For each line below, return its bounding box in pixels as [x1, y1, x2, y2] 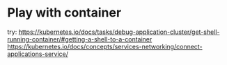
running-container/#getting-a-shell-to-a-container [7, 35, 152, 43]
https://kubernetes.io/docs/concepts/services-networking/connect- [7, 42, 203, 50]
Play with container [7, 5, 122, 21]
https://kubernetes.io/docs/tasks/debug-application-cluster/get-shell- [18, 28, 220, 36]
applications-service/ [7, 50, 68, 58]
